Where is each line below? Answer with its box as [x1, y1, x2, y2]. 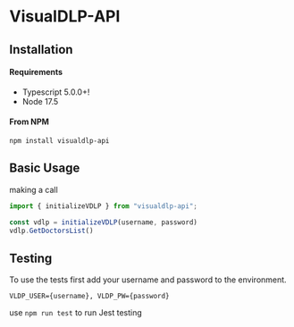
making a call [9, 184, 58, 195]
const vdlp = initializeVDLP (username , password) [9, 217, 198, 227]
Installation [9, 42, 73, 57]
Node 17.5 [21, 96, 59, 106]
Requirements [9, 67, 63, 78]
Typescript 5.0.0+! [21, 87, 90, 97]
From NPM [9, 116, 49, 127]
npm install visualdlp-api [9, 136, 110, 145]
